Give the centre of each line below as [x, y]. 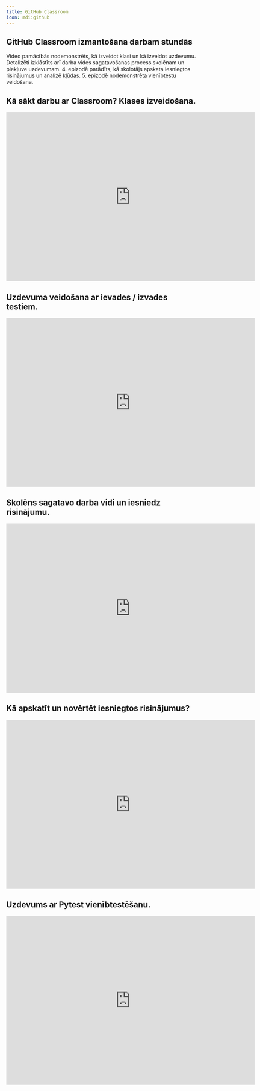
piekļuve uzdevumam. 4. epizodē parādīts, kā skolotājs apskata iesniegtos [98, 69]
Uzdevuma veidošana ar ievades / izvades [87, 297]
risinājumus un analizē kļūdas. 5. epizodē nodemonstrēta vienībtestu [91, 75]
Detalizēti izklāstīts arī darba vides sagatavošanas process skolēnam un [95, 63]
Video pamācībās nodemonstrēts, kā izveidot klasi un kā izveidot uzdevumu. [101, 56]
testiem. [22, 307]
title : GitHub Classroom [37, 12]
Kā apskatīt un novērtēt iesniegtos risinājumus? [98, 709]
